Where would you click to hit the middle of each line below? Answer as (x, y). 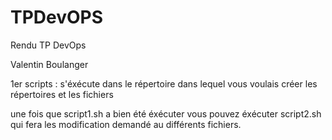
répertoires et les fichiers (62, 94)
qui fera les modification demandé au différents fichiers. (126, 124)
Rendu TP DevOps (48, 45)
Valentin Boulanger (49, 64)
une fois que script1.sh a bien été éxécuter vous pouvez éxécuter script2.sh (166, 113)
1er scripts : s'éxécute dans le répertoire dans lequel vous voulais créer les (164, 83)
